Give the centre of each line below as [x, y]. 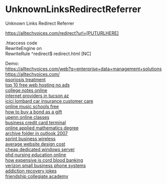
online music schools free [32, 106]
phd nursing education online [36, 155]
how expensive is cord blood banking [44, 160]
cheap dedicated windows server [40, 149]
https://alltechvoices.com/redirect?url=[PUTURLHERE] [62, 33]
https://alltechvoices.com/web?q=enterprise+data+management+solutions [83, 69]
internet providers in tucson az [37, 96]
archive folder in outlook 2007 [37, 133]
